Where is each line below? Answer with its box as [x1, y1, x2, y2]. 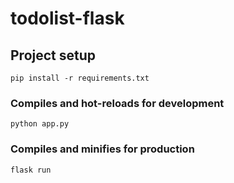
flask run [10, 165, 52, 175]
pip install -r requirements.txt [10, 73, 150, 83]
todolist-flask [10, 7, 125, 30]
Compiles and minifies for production [10, 142, 195, 156]
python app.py [10, 119, 70, 129]
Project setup [10, 47, 97, 64]
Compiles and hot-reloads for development [10, 96, 225, 110]
